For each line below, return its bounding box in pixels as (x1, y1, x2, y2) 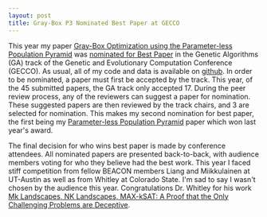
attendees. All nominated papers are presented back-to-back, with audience (8, 149, 260, 159)
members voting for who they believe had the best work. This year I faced (8, 157, 251, 167)
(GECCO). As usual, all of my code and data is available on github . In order (8, 66, 253, 76)
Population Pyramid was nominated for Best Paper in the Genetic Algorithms (8, 49, 259, 59)
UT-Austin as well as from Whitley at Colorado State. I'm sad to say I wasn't (8, 174, 257, 184)
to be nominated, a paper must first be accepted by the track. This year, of (8, 75, 253, 84)
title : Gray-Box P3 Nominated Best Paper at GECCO (8, 19, 180, 27)
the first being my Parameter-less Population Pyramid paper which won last (8, 117, 257, 126)
